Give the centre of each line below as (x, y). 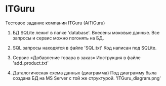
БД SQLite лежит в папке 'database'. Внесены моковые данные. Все (86, 32)
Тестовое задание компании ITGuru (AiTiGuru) (55, 23)
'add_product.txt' (31, 63)
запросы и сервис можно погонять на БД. (58, 38)
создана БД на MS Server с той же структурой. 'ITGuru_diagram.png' (87, 78)
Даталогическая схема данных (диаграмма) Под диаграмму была (85, 73)
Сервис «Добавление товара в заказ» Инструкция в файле (76, 57)
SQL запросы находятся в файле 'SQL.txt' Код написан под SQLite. (85, 48)
